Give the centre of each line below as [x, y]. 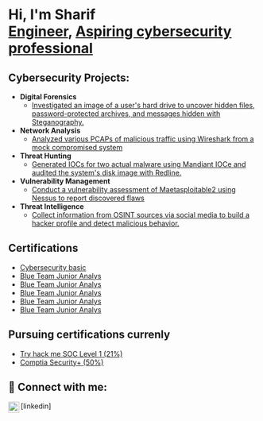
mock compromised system [77, 147]
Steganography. [58, 122]
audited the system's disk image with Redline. [106, 173]
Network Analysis [50, 130]
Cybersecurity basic [53, 267]
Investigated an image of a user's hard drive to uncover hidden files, [143, 105]
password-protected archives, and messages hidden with [126, 114]
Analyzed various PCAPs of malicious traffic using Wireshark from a [143, 139]
